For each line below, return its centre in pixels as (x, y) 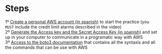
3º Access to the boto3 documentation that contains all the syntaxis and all (80, 42)
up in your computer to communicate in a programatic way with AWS (74, 37)
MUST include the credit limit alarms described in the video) (63, 27)
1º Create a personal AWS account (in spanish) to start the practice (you (77, 22)
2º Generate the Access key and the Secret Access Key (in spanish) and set (81, 32)
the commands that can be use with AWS (46, 47)
